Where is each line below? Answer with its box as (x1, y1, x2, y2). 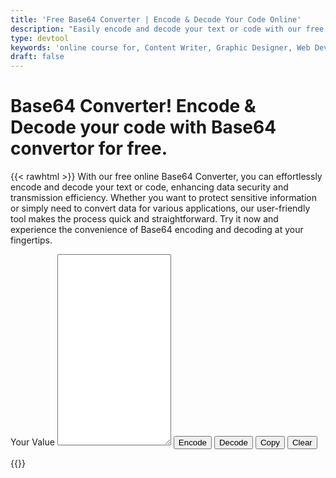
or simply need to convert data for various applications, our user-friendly (10, 202, 311, 215)
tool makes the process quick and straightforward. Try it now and (10, 213, 279, 225)
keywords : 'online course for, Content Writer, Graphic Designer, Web (10, 42, 311, 53)
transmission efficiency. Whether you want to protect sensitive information (10, 192, 317, 204)
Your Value (10, 436, 55, 448)
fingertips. (10, 234, 53, 246)
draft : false (10, 52, 65, 62)
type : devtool (10, 33, 70, 43)
